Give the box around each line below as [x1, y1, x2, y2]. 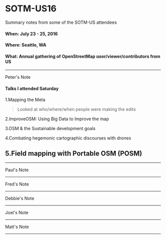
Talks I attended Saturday [5, 85, 59, 92]
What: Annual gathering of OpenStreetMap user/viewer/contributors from [5, 53, 161, 59]
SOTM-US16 [5, 3, 57, 14]
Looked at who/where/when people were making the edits [17, 106, 136, 112]
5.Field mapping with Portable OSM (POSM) [5, 149, 142, 157]
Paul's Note [5, 167, 29, 173]
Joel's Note [5, 210, 29, 216]
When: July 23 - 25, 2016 [5, 31, 58, 37]
